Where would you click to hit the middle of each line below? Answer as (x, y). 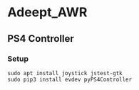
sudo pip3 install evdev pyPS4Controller (70, 79)
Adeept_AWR (47, 12)
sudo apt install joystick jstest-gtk (65, 73)
